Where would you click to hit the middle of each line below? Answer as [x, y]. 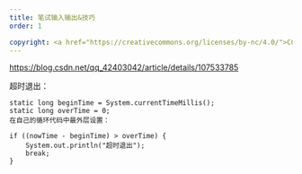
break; [38, 153]
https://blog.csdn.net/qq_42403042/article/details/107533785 [124, 67]
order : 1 [26, 26]
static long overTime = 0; [60, 111]
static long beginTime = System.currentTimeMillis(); [112, 103]
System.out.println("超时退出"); [85, 146]
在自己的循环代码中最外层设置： [60, 121]
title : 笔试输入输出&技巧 [53, 17]
